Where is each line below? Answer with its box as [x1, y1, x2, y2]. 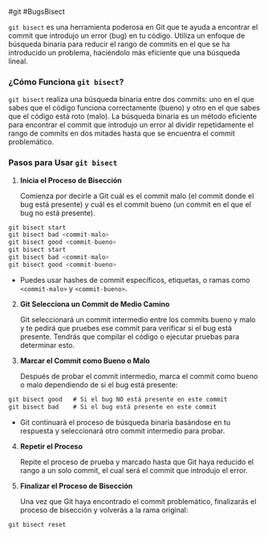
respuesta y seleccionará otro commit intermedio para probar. [19, 426, 225, 435]
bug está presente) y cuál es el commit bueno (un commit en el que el [19, 200, 251, 209]
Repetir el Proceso [19, 441, 83, 451]
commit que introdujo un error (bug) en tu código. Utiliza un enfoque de [8, 31, 246, 40]
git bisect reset [8, 520, 67, 528]
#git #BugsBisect [8, 7, 66, 16]
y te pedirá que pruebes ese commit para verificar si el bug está [19, 323, 233, 333]
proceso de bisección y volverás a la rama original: [19, 505, 189, 515]
